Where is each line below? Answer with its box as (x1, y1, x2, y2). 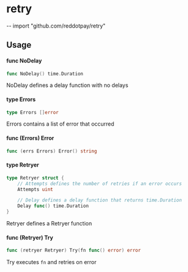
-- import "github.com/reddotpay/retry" (6, 22, 106, 29)
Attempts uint (17, 186, 53, 192)
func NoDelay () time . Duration (6, 70, 84, 77)
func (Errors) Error (6, 134, 55, 142)
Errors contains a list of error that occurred (6, 120, 115, 127)
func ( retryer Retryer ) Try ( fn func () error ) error (6, 247, 141, 254)
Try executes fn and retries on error (6, 259, 97, 266)
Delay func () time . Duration (17, 203, 89, 210)
